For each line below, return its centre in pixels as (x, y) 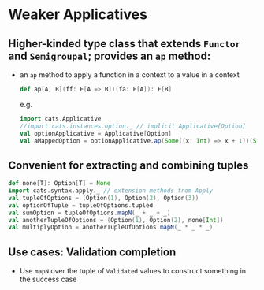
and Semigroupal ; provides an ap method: (110, 56)
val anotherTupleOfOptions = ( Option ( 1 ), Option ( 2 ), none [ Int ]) (116, 220)
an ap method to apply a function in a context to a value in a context (130, 75)
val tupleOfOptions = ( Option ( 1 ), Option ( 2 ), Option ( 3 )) (104, 198)
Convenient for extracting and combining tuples (128, 165)
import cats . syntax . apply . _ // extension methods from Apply (111, 191)
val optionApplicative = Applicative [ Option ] (95, 133)
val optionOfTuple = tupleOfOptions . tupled (81, 205)
